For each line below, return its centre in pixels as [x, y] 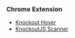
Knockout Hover [35, 23]
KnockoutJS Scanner [42, 29]
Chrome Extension [34, 9]
